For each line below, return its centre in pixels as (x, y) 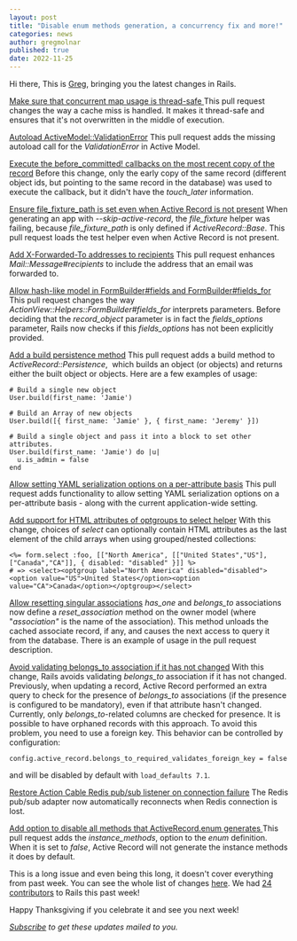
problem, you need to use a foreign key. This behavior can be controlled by (146, 733)
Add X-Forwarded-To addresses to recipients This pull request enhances (142, 255)
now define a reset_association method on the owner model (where (133, 612)
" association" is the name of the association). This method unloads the (139, 621)
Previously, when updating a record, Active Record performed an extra (138, 686)
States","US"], (239, 555)
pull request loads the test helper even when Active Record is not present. (144, 237)
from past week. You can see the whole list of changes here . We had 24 (141, 883)
